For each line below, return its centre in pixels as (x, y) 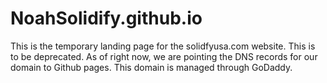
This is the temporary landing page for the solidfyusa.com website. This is (163, 46)
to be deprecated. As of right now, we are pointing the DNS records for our (164, 56)
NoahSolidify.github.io (106, 18)
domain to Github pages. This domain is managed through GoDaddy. (151, 67)
